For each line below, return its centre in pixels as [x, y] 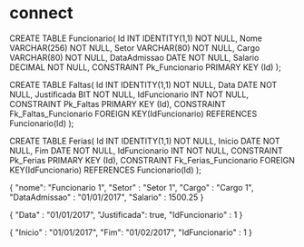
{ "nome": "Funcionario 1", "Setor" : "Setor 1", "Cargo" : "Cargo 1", [132, 187]
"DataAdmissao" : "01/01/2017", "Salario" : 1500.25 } [107, 197]
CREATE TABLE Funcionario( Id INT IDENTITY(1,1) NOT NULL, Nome [136, 38]
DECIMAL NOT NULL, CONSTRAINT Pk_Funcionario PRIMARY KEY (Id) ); [145, 67]
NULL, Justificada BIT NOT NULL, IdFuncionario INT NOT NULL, [129, 94]
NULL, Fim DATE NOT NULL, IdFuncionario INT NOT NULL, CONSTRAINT [146, 150]
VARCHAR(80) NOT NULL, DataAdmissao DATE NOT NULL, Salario [134, 57]
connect [41, 13]
